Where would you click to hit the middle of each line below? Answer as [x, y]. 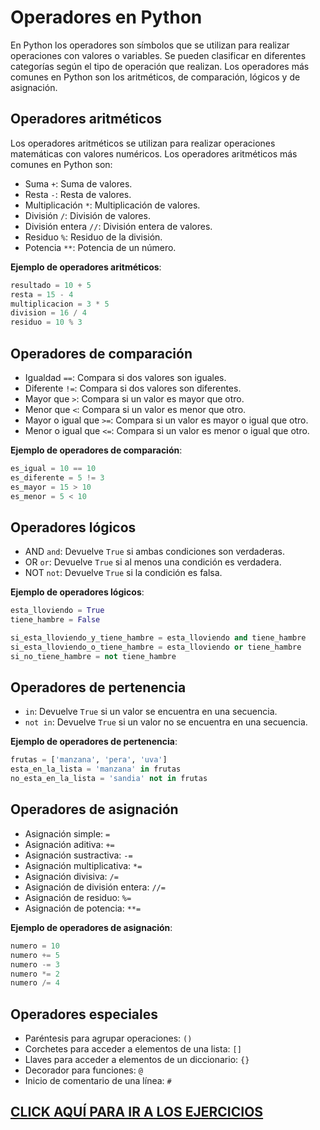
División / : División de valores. [87, 215]
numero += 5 [35, 955]
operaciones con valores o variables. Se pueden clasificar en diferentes [158, 55]
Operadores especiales [84, 1014]
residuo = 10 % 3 [46, 322]
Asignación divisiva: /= [71, 876]
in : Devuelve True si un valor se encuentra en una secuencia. [151, 712]
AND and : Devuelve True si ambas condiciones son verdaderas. [154, 552]
